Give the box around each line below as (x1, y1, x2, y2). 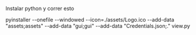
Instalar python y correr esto (5, 5, 75, 12)
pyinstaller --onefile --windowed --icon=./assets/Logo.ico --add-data (5, 16, 174, 23)
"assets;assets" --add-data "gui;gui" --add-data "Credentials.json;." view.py (5, 23, 190, 29)
